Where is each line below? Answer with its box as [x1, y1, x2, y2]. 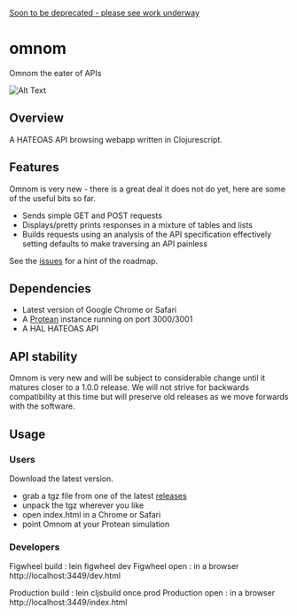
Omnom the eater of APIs [9, 67, 102, 78]
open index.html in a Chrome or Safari [21, 509, 161, 519]
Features [9, 160, 59, 175]
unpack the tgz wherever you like [21, 500, 145, 511]
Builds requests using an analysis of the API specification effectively [21, 229, 272, 239]
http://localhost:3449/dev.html [9, 571, 121, 581]
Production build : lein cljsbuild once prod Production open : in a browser [9, 588, 276, 598]
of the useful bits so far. [9, 192, 96, 203]
